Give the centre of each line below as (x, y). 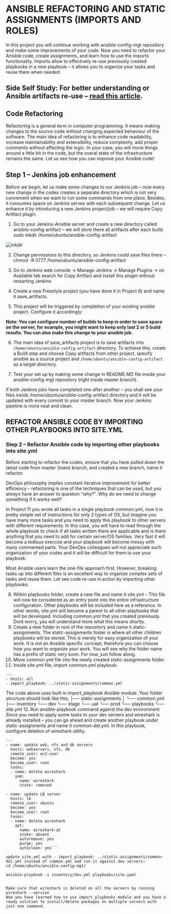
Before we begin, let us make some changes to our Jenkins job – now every (85, 187)
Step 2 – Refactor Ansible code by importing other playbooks (83, 444)
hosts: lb (21, 799)
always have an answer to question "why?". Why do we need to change (81, 494)
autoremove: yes (36, 839)
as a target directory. (35, 364)
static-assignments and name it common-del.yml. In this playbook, (76, 726)
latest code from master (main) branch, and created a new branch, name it (84, 467)
